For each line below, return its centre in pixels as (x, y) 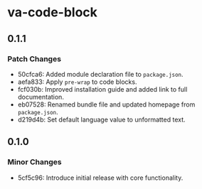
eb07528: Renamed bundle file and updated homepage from (106, 104)
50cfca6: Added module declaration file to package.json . (100, 74)
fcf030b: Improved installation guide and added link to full (102, 89)
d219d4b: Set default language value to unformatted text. (102, 119)
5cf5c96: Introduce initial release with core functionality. (100, 178)
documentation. (41, 97)
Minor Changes (34, 162)
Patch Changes (34, 59)
